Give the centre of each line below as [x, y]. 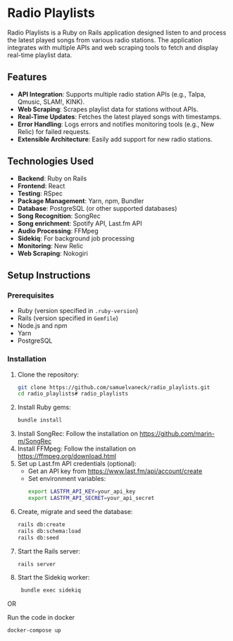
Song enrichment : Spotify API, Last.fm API [80, 223]
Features [27, 77]
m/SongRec [34, 441]
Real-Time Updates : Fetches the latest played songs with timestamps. [119, 116]
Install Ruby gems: [44, 408]
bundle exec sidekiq [51, 590]
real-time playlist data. [40, 55]
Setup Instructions [49, 275]
